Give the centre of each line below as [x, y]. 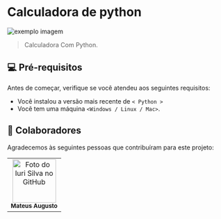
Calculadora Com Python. [61, 44]
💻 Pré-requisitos [45, 68]
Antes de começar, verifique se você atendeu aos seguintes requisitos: [109, 88]
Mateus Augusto [34, 206]
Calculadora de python [74, 12]
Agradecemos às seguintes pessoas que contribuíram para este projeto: [110, 147]
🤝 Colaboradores [44, 130]
